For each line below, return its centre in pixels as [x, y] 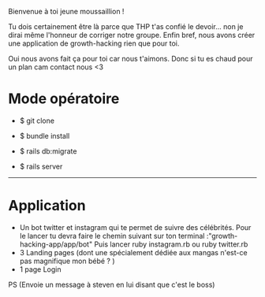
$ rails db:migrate [48, 151]
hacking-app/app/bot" [56, 244]
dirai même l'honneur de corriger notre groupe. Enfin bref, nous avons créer [132, 35]
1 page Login [40, 269]
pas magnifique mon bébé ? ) [67, 261]
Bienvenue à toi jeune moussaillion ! [66, 11]
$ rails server [41, 166]
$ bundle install [45, 136]
